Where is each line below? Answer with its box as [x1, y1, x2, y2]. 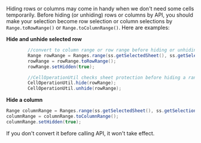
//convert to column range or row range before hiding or [28, 47, 175, 53]
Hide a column [6, 97, 43, 104]
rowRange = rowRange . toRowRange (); [28, 58, 117, 64]
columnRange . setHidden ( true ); [6, 119, 82, 125]
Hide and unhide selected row [6, 36, 82, 42]
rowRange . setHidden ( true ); [28, 64, 95, 70]
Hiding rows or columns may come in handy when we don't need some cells [6, 5, 194, 12]
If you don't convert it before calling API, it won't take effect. [6, 129, 155, 136]
